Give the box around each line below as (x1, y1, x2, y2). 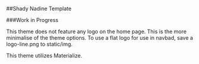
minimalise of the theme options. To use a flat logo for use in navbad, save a (6, 34, 194, 41)
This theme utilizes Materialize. (6, 52, 82, 59)
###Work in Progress (6, 17, 58, 23)
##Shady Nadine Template (6, 5, 71, 12)
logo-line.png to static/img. (6, 41, 73, 47)
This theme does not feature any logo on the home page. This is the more (6, 28, 186, 35)
